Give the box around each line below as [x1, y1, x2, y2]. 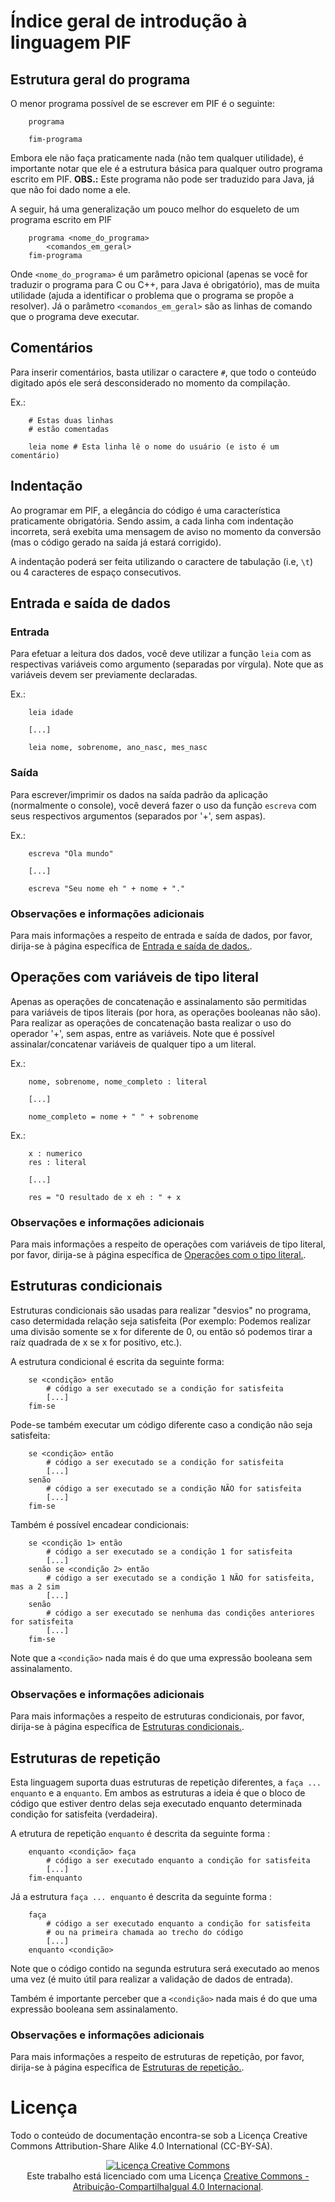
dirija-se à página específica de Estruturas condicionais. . [10, 1721, 245, 1733]
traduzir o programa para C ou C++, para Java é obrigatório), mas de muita [10, 279, 320, 290]
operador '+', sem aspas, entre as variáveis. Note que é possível [10, 1027, 275, 1039]
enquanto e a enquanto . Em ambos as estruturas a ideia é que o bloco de [10, 1786, 306, 1799]
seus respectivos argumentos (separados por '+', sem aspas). [10, 810, 266, 822]
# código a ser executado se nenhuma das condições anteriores [46, 1608, 315, 1618]
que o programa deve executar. [10, 311, 140, 322]
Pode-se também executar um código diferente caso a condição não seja [10, 1418, 313, 1430]
